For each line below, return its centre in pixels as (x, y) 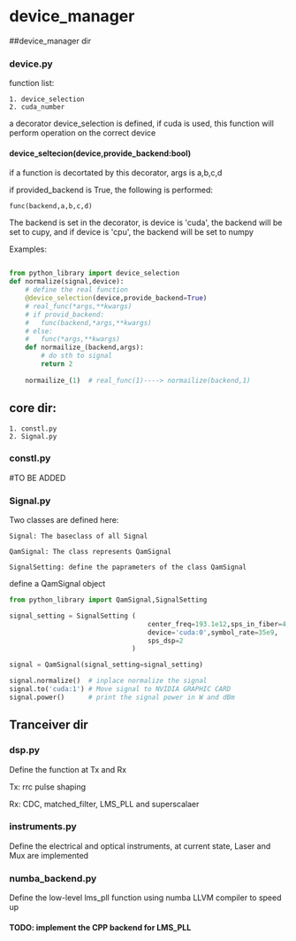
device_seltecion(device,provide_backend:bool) (100, 153)
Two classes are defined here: (64, 520)
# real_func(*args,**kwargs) (79, 306)
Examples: (28, 249)
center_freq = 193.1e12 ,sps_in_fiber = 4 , (219, 624)
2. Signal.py (33, 436)
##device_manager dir (50, 41)
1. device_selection (47, 99)
